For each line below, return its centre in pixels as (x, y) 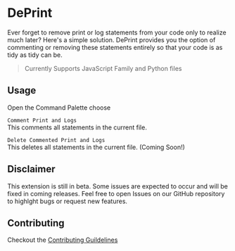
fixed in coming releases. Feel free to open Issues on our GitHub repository (116, 193)
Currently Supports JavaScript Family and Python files (103, 68)
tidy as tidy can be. (35, 55)
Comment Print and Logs (42, 120)
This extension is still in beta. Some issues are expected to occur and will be (118, 186)
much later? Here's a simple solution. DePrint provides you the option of (112, 39)
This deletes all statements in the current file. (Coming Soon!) (96, 147)
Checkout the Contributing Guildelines (63, 240)
